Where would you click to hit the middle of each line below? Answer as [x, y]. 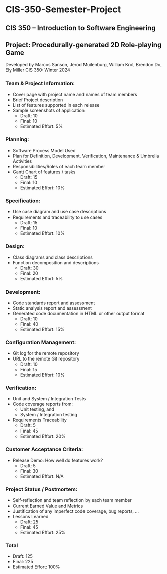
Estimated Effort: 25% [43, 533]
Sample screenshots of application [48, 110]
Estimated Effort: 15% [42, 329]
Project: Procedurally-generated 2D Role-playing [83, 45]
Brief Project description [38, 100]
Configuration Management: [41, 342]
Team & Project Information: [40, 83]
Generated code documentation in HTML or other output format [78, 313]
